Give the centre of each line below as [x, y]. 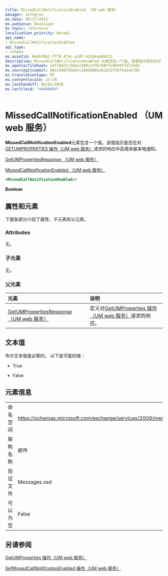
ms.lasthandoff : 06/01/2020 [34, 84]
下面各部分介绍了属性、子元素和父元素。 [47, 219]
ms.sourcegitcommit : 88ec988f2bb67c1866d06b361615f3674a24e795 [72, 71]
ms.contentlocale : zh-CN [31, 80]
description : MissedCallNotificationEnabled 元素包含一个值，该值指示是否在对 [83, 61]
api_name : [15, 38]
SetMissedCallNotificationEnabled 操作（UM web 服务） [63, 568]
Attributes [18, 232]
